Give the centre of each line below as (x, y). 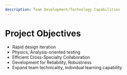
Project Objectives (43, 33)
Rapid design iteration (34, 47)
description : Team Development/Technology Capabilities (63, 9)
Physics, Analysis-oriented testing (46, 52)
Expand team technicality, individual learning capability (67, 67)
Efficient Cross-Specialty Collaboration (51, 57)
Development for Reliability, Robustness (52, 62)
